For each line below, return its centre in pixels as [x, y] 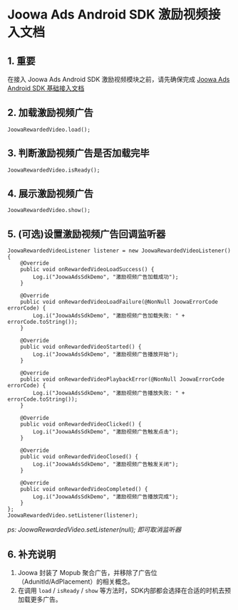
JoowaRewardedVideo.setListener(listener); [73, 516]
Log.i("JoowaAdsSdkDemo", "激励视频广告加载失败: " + [109, 316]
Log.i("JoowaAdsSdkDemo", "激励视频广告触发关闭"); [106, 464]
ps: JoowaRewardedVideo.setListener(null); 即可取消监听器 [94, 530]
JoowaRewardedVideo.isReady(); [54, 170]
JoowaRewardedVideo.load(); [49, 130]
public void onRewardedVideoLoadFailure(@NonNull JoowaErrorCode [119, 302]
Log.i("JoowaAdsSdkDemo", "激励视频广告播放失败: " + [109, 393]
